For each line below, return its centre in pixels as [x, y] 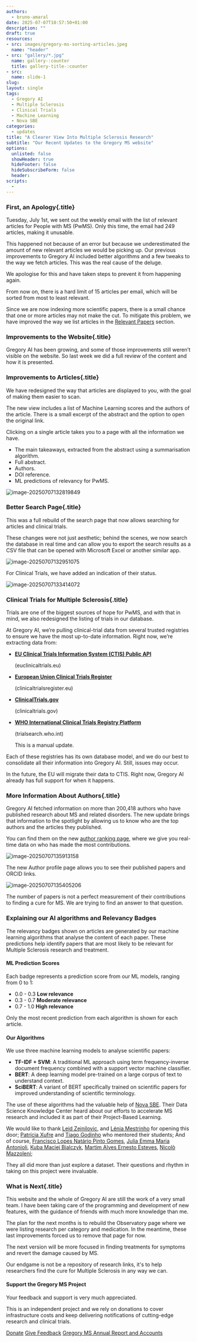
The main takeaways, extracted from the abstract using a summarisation [102, 449]
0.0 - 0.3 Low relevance [44, 994]
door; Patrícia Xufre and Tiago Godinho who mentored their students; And [96, 1135]
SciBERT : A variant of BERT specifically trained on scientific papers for [101, 1087]
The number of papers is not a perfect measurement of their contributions [96, 897]
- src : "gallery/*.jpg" [35, 55]
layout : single [25, 88]
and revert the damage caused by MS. [52, 1253]
